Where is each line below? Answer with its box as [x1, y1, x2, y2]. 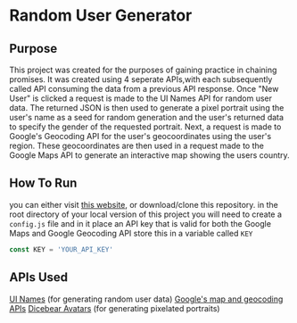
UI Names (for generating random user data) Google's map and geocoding [9, 294, 284, 304]
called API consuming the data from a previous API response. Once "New [9, 84, 279, 94]
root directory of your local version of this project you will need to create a [9, 209, 283, 219]
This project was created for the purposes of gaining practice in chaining [9, 64, 277, 75]
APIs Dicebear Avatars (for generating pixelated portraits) [9, 302, 220, 313]
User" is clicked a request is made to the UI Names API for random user [9, 93, 273, 104]
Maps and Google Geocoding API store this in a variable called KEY [9, 228, 253, 238]
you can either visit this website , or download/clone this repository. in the [9, 199, 278, 210]
